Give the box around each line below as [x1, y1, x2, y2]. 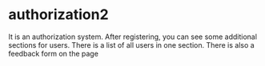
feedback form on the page [8, 49, 98, 58]
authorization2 [8, 6, 110, 24]
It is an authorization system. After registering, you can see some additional [8, 32, 258, 41]
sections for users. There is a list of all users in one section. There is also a [8, 40, 255, 49]
